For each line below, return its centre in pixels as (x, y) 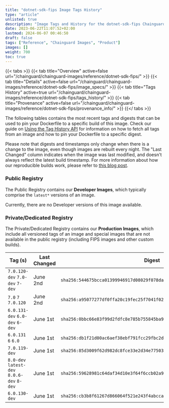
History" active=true (26, 92)
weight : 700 (18, 52)
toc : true (16, 57)
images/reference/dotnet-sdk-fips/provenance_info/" (60, 108)
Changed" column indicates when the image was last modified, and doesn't (83, 155)
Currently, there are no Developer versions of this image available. (74, 205)
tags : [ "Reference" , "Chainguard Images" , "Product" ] (63, 43)
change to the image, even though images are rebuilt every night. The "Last (83, 150)
